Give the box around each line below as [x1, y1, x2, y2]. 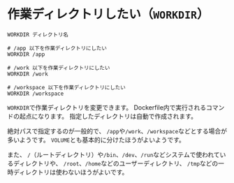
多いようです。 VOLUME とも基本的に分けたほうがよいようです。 [7, 136, 185, 144]
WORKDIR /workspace [7, 90, 64, 97]
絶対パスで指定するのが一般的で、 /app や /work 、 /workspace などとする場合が [7, 126, 228, 135]
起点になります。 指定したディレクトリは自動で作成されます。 [19, 112, 198, 120]
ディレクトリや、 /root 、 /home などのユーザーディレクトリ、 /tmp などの [13, 159, 219, 168]
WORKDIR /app [7, 50, 45, 58]
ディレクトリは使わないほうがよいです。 [13, 168, 129, 176]
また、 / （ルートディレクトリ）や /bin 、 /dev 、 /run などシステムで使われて [7, 150, 220, 159]
